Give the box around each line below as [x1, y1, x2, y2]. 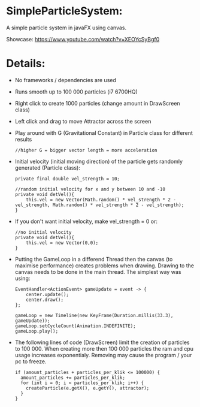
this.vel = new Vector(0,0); [26, 240, 99, 246]
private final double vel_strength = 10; [14, 176, 120, 182]
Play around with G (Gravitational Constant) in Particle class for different [14, 129, 193, 136]
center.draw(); [26, 297, 64, 303]
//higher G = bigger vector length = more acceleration [14, 147, 157, 153]
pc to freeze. [14, 358, 47, 365]
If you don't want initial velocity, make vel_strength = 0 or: [14, 218, 157, 225]
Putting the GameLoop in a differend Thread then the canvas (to [14, 255, 173, 263]
